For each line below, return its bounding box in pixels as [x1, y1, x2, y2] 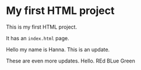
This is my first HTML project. [6, 23, 77, 30]
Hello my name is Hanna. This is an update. [6, 45, 110, 53]
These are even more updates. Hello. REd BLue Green [6, 57, 136, 64]
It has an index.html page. [6, 34, 69, 41]
